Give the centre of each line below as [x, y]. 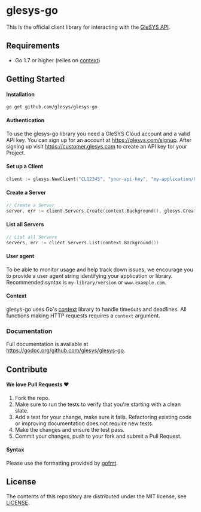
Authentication [25, 120]
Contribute [27, 369]
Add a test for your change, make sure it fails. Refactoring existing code [103, 417]
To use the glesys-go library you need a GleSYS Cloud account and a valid [98, 134]
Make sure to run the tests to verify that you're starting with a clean [98, 404]
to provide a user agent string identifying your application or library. [89, 275]
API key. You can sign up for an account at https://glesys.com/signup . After [99, 140]
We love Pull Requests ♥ [38, 384]
